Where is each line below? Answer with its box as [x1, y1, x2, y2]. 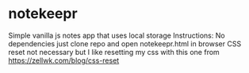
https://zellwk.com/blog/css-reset [8, 56, 120, 65]
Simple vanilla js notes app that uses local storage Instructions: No [8, 31, 225, 40]
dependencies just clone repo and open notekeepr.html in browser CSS [8, 38, 242, 48]
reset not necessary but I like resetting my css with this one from [8, 47, 220, 57]
